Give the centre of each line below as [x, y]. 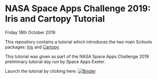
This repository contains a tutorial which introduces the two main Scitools [78, 41]
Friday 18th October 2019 [30, 32]
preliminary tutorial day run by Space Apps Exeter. [55, 61]
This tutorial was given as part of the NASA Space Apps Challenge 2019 [77, 56]
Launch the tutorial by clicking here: [41, 71]
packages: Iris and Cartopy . [33, 47]
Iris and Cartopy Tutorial [55, 19]
